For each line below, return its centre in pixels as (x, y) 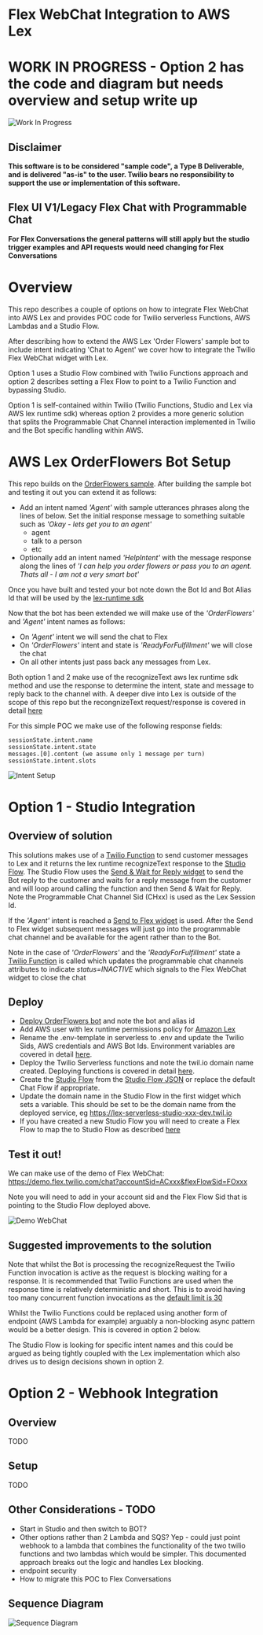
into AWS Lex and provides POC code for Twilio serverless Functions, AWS (129, 317)
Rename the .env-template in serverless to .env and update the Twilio (132, 1038)
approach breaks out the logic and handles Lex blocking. (111, 1562)
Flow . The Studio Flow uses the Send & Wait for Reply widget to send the (126, 872)
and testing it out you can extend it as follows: (82, 492)
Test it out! (35, 1154)
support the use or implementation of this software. (94, 183)
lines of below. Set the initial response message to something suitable (132, 515)
